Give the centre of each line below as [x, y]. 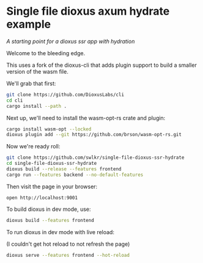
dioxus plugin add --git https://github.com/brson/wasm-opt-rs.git [94, 135]
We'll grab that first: [31, 83]
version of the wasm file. [37, 71]
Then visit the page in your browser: [52, 186]
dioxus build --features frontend [50, 220]
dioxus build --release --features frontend [64, 169]
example [29, 24]
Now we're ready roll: [33, 147]
